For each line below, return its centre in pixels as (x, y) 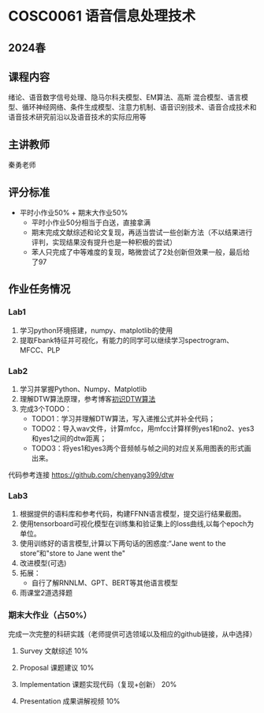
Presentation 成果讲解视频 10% (70, 701)
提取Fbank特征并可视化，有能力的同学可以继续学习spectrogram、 (126, 340)
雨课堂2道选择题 (46, 593)
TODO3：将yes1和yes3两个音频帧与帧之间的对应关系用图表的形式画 (141, 448)
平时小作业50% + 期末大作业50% (74, 213)
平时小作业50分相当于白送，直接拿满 (91, 222)
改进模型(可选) (43, 563)
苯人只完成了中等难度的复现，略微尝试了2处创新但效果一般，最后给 (141, 252)
